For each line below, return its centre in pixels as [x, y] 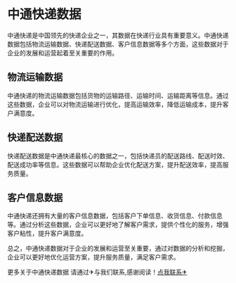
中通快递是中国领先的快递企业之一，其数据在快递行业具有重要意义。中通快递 [118, 35]
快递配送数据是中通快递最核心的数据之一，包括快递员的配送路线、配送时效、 [118, 156]
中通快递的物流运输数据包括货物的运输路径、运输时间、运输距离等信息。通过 [118, 95]
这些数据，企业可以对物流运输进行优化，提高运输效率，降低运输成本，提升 [115, 104]
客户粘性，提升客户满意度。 [47, 234]
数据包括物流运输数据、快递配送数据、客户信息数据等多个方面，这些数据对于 [118, 44]
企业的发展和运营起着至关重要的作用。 [63, 53]
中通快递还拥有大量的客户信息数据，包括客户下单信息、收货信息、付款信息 [115, 216]
